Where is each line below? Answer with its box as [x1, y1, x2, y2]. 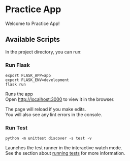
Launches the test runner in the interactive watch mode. [5, 145, 123, 151]
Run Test [5, 124, 28, 131]
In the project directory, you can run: [5, 48, 82, 55]
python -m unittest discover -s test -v [5, 136, 92, 141]
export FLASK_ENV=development [5, 77, 70, 83]
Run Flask [5, 61, 30, 68]
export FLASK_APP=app [5, 73, 51, 78]
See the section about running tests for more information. [5, 150, 125, 156]
